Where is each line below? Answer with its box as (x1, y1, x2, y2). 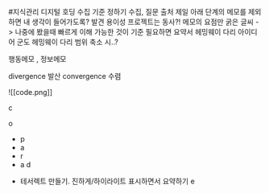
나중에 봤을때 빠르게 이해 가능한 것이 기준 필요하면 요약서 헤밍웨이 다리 (14, 27, 236, 36)
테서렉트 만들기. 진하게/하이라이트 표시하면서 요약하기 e (19, 176, 195, 186)
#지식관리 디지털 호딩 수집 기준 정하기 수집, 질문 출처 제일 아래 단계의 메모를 (8, 7, 247, 16)
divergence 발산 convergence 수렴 (8, 72, 122, 80)
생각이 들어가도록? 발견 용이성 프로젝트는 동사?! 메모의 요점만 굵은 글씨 (31, 17, 254, 27)
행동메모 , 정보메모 (8, 55, 67, 64)
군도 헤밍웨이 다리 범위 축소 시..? (16, 37, 118, 47)
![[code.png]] (8, 88, 53, 96)
